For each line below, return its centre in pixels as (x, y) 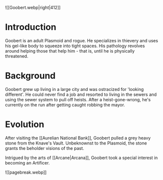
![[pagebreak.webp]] (26, 172)
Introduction (31, 27)
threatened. (17, 56)
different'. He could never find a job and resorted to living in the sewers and (81, 94)
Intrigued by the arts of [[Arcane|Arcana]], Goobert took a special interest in (81, 158)
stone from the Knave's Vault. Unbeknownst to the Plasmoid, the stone (76, 143)
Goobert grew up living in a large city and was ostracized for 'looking (74, 89)
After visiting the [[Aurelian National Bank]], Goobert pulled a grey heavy (78, 138)
